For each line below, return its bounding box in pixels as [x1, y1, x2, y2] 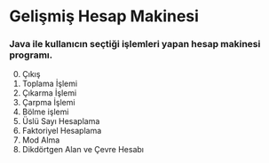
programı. [9, 49, 53, 61]
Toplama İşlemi [21, 78, 78, 89]
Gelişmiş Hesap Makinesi [9, 6, 200, 27]
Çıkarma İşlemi [21, 88, 77, 98]
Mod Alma [21, 135, 60, 145]
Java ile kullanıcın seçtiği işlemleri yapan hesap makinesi [9, 38, 261, 50]
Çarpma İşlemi [21, 97, 75, 108]
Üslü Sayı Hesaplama [21, 116, 100, 127]
